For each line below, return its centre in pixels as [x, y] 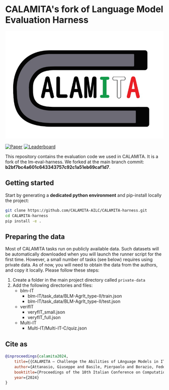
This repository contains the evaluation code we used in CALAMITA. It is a [82, 156]
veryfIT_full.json [44, 317]
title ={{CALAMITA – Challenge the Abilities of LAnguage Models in [86, 361]
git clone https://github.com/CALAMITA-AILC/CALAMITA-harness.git [76, 210]
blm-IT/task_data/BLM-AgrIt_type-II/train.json [75, 296]
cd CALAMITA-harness [27, 216]
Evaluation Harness [47, 20]
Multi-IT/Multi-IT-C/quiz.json [57, 328]
